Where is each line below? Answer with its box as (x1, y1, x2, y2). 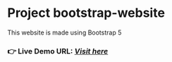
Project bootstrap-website (7, 5, 166, 21)
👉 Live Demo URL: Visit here (7, 46, 109, 56)
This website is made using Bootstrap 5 (7, 28, 122, 37)
